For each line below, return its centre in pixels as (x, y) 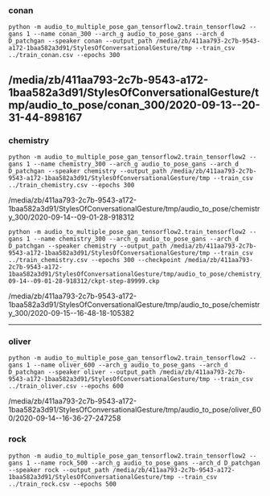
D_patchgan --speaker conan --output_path (80, 41)
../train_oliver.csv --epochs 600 (66, 387)
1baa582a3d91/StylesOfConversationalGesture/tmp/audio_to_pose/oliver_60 (135, 410)
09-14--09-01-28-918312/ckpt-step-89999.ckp (84, 281)
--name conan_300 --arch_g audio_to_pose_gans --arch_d (129, 34)
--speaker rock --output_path (59, 470)
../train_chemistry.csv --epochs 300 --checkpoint (95, 260)
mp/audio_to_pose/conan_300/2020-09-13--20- (135, 105)
